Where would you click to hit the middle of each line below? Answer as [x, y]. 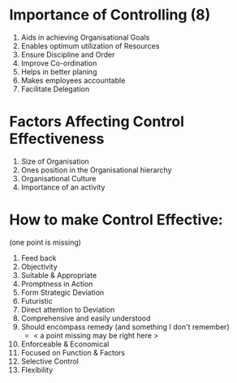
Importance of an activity [63, 187]
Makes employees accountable [73, 80]
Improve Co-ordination [59, 63]
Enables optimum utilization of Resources [90, 45]
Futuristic [37, 300]
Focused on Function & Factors [73, 352]
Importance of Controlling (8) [110, 15]
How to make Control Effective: [116, 220]
